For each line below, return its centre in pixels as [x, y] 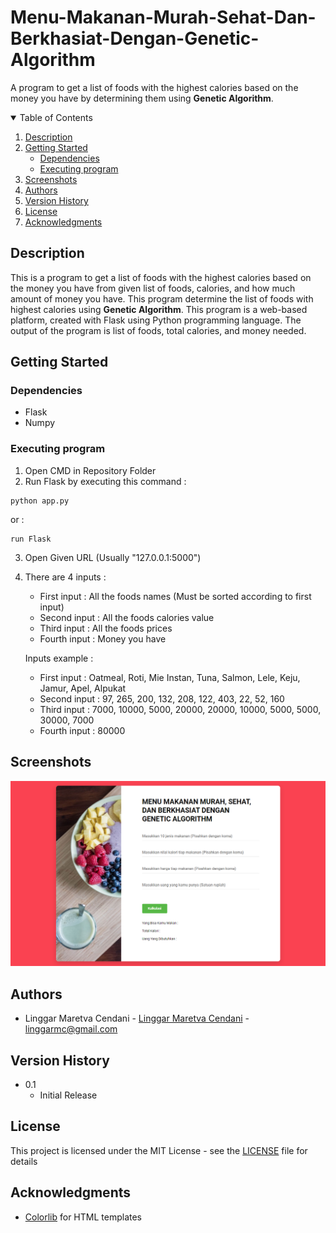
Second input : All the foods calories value [127, 617]
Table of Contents [56, 117]
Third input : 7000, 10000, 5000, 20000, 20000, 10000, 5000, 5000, [180, 709]
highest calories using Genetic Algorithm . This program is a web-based [159, 309]
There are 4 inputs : [65, 577]
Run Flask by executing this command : [105, 481]
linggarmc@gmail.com [71, 1029]
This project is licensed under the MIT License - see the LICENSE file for [159, 1150]
